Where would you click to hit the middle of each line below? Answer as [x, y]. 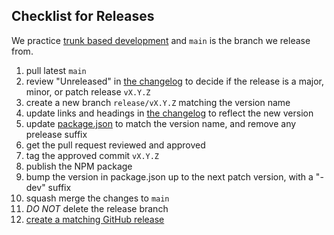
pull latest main [56, 70]
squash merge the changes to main [97, 198]
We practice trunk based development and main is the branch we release [161, 40]
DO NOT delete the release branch [97, 208]
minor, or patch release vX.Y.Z [88, 91]
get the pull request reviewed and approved [115, 145]
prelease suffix [56, 134]
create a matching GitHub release [95, 219]
